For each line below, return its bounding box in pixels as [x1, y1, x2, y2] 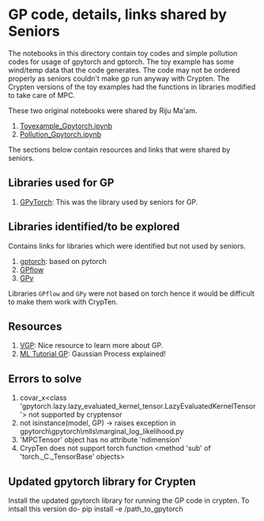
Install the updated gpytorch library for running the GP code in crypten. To [8, 496, 250, 505]
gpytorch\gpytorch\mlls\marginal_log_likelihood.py [19, 427, 184, 436]
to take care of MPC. [8, 90, 76, 100]
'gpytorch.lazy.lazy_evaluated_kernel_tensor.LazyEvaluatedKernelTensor [19, 402, 256, 411]
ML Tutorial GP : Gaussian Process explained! [19, 349, 166, 359]
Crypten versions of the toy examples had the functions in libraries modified [8, 81, 256, 92]
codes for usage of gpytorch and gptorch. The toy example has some [8, 57, 235, 66]
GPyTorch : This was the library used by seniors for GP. [19, 197, 198, 206]
